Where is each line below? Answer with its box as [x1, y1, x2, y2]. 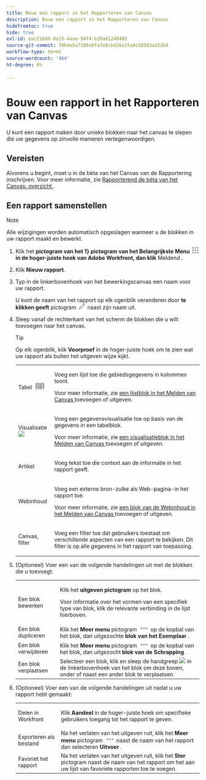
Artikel [18, 462, 35, 470]
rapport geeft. [54, 466, 90, 473]
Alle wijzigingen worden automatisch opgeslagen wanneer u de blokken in [6, 228, 194, 236]
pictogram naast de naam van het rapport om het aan [61, 759, 195, 766]
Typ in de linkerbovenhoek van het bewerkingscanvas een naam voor [15, 278, 191, 286]
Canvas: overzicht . [6, 182, 55, 190]
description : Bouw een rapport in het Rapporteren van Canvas [6, 16, 169, 23]
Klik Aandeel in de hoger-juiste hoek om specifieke [61, 709, 191, 717]
